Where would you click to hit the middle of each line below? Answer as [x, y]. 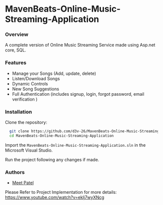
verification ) [25, 99]
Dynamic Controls [30, 84]
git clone [19, 131]
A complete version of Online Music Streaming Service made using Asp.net [80, 45]
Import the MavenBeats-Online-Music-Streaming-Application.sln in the [75, 145]
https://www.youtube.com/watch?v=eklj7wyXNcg [55, 197]
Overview [17, 34]
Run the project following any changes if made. [52, 159]
